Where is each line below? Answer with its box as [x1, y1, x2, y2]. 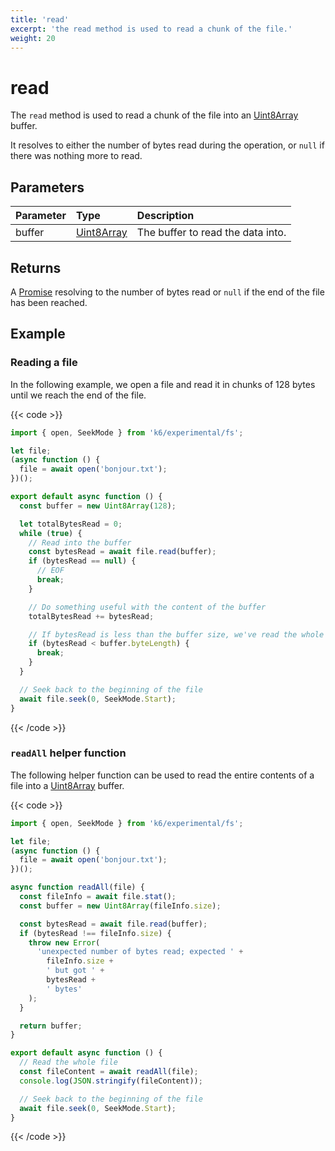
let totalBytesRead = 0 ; [19, 519, 123, 529]
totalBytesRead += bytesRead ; [28, 611, 155, 621]
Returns [10, 259, 62, 276]
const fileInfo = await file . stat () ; [19, 892, 177, 902]
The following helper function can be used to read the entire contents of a [10, 769, 315, 781]
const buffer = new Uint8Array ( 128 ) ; [19, 501, 177, 511]
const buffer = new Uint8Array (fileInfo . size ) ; [19, 901, 222, 911]
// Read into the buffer [28, 537, 132, 548]
